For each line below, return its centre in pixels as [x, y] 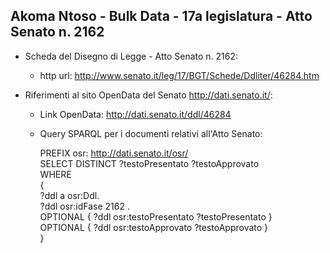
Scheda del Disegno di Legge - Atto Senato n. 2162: [131, 56]
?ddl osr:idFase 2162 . [84, 206]
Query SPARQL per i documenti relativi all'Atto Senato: [151, 133]
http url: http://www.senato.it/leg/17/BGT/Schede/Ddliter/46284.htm [179, 75]
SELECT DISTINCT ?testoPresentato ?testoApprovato [149, 163]
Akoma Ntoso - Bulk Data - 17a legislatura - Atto [161, 16]
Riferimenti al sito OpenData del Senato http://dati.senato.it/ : [148, 95]
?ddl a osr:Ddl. [69, 195]
